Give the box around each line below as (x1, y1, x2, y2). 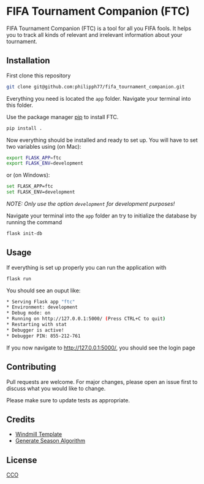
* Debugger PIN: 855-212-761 (6, 333, 81, 339)
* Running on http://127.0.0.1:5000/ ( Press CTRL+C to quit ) (6, 316, 166, 322)
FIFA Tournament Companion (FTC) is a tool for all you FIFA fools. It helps (6, 25, 192, 32)
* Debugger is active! (6, 327, 64, 333)
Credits (6, 414, 36, 424)
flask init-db (6, 230, 43, 236)
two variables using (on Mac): (6, 142, 81, 150)
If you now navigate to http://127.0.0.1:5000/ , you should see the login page (6, 344, 195, 351)
